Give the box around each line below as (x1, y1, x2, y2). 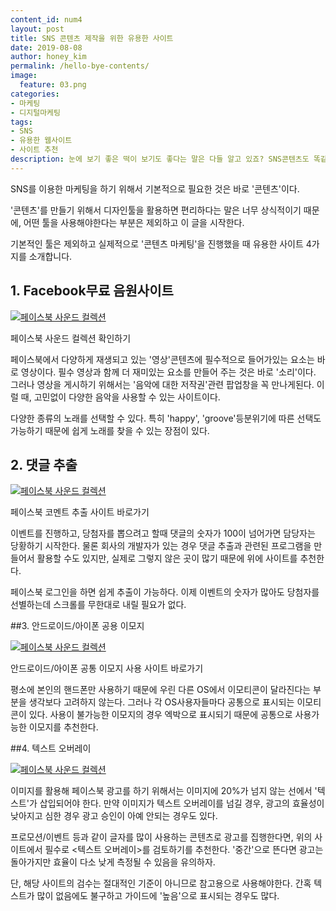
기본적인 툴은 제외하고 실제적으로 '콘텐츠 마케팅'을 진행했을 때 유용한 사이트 (10, 237, 304, 250)
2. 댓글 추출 (10, 456, 78, 473)
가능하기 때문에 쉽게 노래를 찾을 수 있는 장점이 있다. (10, 424, 210, 436)
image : (10, 71, 38, 81)
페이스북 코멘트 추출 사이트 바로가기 (10, 506, 150, 518)
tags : (10, 117, 33, 127)
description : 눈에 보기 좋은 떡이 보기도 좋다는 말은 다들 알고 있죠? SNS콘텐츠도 (10, 154, 310, 164)
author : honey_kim (10, 52, 87, 62)
